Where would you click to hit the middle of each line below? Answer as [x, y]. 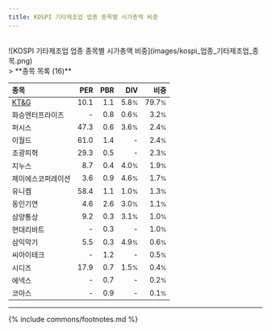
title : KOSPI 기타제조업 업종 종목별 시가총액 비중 [83, 17]
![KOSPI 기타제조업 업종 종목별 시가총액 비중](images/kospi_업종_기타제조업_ [130, 50]
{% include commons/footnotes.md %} [73, 319]
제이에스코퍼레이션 [41, 178]
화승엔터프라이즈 [38, 115]
